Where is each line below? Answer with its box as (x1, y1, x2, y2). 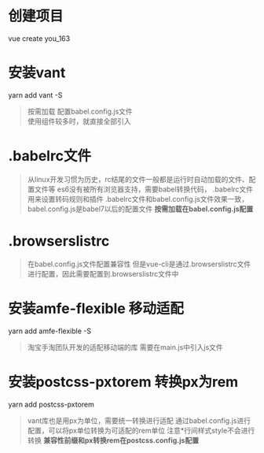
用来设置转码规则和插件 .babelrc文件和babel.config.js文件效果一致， (27, 194, 249, 203)
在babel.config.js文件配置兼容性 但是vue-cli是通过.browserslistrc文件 (27, 259, 251, 269)
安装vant (8, 64, 66, 82)
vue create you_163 (8, 33, 71, 43)
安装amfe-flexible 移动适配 (8, 299, 185, 317)
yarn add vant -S (8, 90, 63, 99)
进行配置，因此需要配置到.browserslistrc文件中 (27, 269, 179, 278)
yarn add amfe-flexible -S (8, 326, 92, 336)
